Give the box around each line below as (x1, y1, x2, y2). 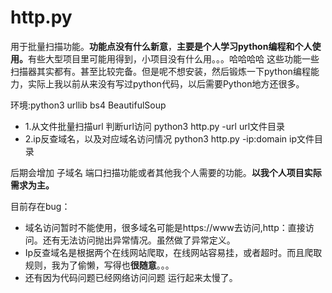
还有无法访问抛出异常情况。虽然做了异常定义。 (42, 234, 236, 246)
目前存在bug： (10, 200, 71, 212)
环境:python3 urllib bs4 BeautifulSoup (10, 99, 167, 111)
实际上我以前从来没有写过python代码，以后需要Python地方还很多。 (27, 77, 305, 90)
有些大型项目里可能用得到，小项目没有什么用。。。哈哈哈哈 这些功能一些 (28, 52, 320, 65)
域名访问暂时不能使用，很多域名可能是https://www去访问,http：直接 (24, 221, 306, 233)
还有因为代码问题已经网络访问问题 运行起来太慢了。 (24, 271, 238, 283)
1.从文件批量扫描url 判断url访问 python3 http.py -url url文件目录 (24, 120, 286, 132)
